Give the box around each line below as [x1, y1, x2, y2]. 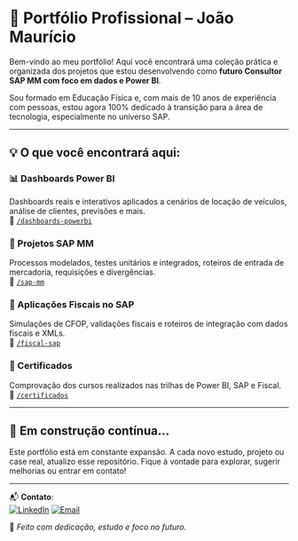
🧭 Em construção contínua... [9, 423, 170, 438]
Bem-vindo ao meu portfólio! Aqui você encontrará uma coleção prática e [9, 56, 278, 67]
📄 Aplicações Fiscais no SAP [9, 298, 135, 310]
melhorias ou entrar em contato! [9, 465, 127, 476]
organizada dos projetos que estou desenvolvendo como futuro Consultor [9, 66, 282, 76]
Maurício [9, 27, 77, 47]
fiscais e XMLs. [9, 328, 66, 338]
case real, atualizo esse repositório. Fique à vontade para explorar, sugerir [9, 457, 281, 467]
